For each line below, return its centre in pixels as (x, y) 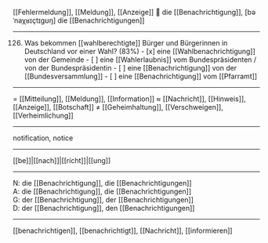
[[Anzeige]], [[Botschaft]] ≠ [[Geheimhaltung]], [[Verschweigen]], (118, 107)
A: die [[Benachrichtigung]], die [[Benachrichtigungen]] (102, 191)
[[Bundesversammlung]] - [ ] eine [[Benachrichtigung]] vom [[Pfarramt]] (141, 76)
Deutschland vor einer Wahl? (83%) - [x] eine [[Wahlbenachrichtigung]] (139, 51)
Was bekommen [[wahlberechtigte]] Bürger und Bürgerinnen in (126, 43)
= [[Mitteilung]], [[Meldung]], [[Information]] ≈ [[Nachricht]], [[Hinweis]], (129, 99)
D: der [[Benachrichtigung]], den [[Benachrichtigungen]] (104, 208)
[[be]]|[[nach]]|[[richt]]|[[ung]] (62, 160)
